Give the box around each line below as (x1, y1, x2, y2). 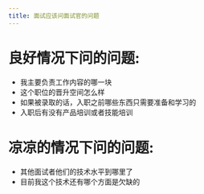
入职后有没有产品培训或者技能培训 (19, 107, 133, 117)
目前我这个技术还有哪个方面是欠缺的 (19, 176, 141, 186)
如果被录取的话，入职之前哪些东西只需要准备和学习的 (19, 97, 197, 107)
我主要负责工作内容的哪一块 (19, 77, 112, 87)
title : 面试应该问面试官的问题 (8, 11, 100, 20)
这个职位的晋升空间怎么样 (19, 87, 105, 97)
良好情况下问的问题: (8, 49, 141, 67)
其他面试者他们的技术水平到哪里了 (19, 167, 133, 176)
